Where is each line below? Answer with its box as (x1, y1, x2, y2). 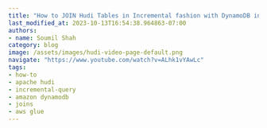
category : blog (8, 41, 59, 49)
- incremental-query (8, 85, 77, 94)
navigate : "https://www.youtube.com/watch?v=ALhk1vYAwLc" (8, 56, 204, 64)
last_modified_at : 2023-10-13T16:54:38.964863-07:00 (8, 19, 187, 27)
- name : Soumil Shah (8, 33, 77, 42)
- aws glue (8, 108, 44, 116)
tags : (8, 64, 26, 72)
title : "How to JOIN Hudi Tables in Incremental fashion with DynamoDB (8, 11, 250, 20)
